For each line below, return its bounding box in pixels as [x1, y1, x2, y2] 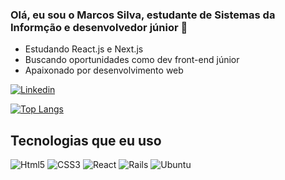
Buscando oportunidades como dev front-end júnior [24, 54, 240, 66]
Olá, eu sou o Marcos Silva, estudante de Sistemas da [10, 8, 276, 22]
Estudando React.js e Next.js [24, 43, 144, 55]
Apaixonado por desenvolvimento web [24, 64, 184, 77]
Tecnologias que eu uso [10, 132, 162, 149]
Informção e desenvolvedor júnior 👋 [10, 20, 188, 34]
